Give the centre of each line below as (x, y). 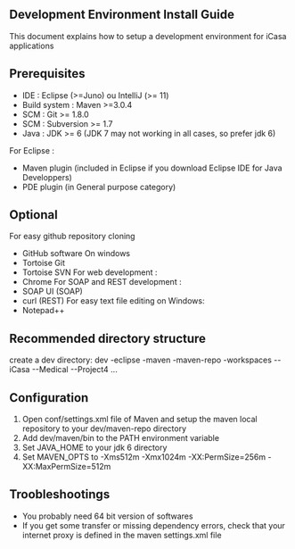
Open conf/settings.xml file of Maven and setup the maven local (139, 420)
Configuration (49, 398)
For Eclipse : (32, 150)
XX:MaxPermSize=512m (66, 467)
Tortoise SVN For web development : (90, 272)
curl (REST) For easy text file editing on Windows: (113, 301)
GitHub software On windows (76, 254)
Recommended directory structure (108, 338)
